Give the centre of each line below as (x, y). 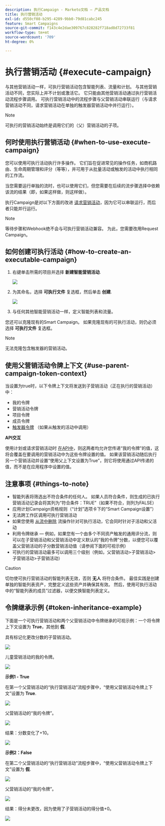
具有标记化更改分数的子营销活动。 (40, 637)
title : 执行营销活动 (24, 14)
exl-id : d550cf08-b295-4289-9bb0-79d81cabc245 (54, 19)
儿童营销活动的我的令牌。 (31, 657)
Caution (13, 568)
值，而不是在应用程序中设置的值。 (40, 467)
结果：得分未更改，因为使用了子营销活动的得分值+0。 (60, 808)
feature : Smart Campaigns (31, 23)
